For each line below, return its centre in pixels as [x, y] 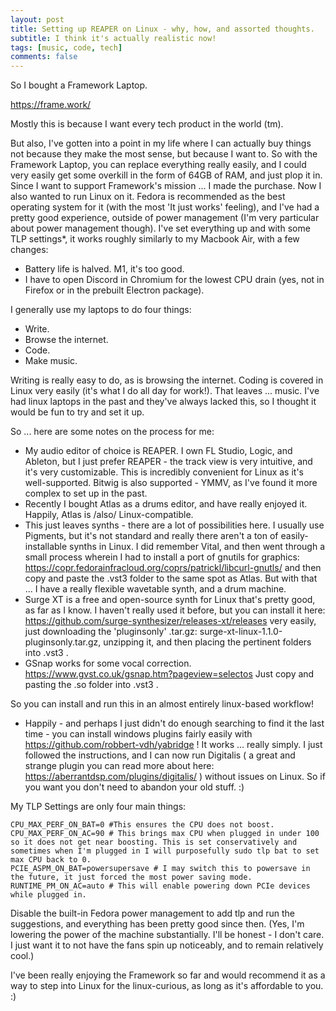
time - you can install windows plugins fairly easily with [138, 734]
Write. [37, 329]
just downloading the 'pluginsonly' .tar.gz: [111, 632]
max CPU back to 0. [51, 860]
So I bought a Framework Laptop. [79, 85]
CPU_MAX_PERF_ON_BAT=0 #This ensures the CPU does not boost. [142, 825]
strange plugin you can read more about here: [119, 766]
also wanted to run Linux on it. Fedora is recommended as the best [148, 197]
